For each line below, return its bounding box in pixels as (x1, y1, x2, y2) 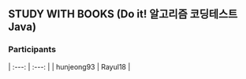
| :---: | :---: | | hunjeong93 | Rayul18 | (8, 62, 131, 71)
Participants (8, 44, 57, 55)
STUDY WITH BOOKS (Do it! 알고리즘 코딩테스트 (8, 7, 238, 21)
